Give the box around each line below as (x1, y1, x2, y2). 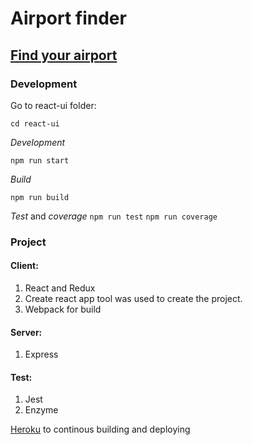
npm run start (10, 155, 70, 166)
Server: (10, 326, 43, 338)
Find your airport (10, 47, 118, 64)
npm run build (10, 192, 70, 202)
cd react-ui (10, 118, 60, 129)
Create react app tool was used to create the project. (24, 293, 243, 304)
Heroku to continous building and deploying (10, 423, 191, 436)
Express (24, 348, 59, 361)
